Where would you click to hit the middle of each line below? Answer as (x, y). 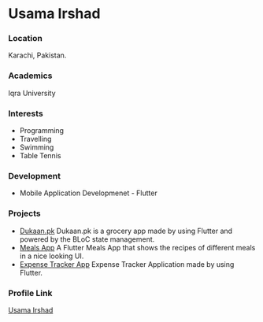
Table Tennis (40, 156)
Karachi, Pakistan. (37, 55)
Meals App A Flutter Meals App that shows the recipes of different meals (137, 247)
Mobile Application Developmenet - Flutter (88, 193)
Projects (24, 213)
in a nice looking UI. (52, 256)
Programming (42, 131)
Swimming (37, 147)
